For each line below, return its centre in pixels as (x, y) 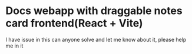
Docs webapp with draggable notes (94, 11)
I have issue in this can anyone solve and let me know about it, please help (96, 39)
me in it (14, 46)
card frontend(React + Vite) (74, 23)
